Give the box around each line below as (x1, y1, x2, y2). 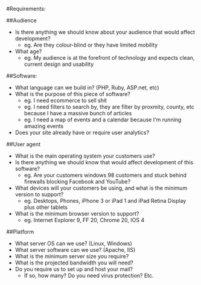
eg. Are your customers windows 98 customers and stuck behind (24, 171, 187, 179)
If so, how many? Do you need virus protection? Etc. (24, 272, 154, 279)
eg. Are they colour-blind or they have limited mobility (24, 42, 158, 48)
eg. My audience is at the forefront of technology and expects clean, (24, 54, 195, 61)
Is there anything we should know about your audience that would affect (14, 28, 195, 36)
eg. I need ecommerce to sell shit (24, 97, 107, 104)
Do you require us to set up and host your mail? (14, 266, 133, 272)
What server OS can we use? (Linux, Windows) (14, 240, 133, 247)
